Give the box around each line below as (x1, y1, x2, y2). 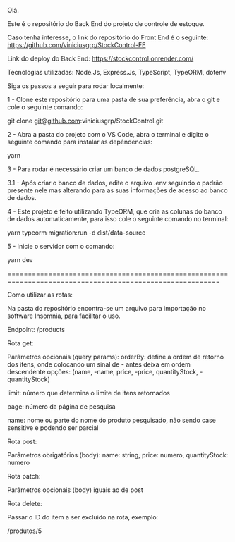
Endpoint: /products (7, 326, 66, 333)
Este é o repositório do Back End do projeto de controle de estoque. (7, 20, 205, 27)
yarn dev (7, 256, 33, 264)
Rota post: (7, 437, 37, 445)
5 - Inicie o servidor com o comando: (7, 242, 115, 250)
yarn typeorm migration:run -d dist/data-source (7, 228, 146, 237)
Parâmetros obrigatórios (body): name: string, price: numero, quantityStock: (7, 451, 229, 459)
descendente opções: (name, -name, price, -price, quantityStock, (7, 368, 199, 376)
